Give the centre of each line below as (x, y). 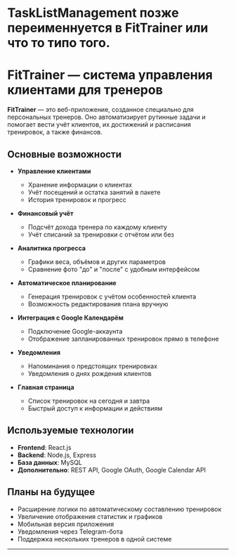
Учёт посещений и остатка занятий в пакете (94, 192)
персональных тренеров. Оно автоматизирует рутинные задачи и (106, 117)
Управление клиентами (54, 171)
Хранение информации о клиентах (80, 184)
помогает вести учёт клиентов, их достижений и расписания (99, 125)
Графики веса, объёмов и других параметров (97, 261)
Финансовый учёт (45, 213)
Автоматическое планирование (67, 282)
